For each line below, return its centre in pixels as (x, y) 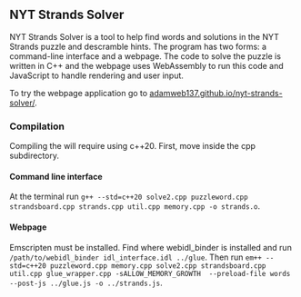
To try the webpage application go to (79, 93)
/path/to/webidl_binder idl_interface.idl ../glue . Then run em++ (135, 257)
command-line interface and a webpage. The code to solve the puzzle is (145, 56)
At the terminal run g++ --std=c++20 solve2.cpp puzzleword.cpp (129, 197)
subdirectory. (35, 156)
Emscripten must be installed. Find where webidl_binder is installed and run (151, 247)
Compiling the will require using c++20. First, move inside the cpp (133, 146)
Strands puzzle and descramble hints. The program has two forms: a (138, 46)
